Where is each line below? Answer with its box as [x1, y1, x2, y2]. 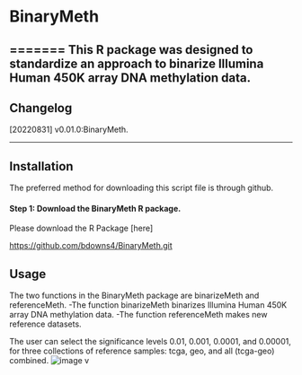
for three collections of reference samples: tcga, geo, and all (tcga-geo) [9, 345, 275, 356]
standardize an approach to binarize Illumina [9, 56, 264, 71]
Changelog [9, 100, 73, 116]
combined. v [9, 355, 90, 366]
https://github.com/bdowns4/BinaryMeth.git [9, 240, 173, 251]
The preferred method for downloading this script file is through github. [9, 182, 274, 194]
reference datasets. [9, 318, 83, 329]
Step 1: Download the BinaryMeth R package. [9, 203, 182, 214]
